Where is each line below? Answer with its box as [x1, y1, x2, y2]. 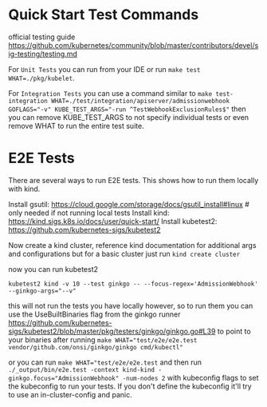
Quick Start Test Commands [8, 6, 199, 24]
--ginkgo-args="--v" [8, 286, 77, 295]
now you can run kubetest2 [8, 264, 98, 273]
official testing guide [8, 32, 76, 42]
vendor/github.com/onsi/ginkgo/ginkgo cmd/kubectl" [8, 343, 183, 351]
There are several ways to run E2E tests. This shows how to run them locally [8, 175, 259, 185]
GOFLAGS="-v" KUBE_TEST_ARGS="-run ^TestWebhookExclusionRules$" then [8, 104, 247, 114]
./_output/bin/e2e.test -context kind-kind [8, 365, 155, 373]
